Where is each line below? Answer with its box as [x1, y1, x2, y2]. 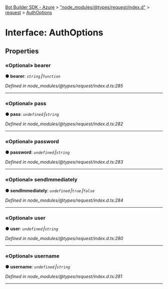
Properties [5, 47, 39, 55]
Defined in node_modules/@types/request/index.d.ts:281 [5, 274, 122, 280]
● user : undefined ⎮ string [5, 226, 58, 232]
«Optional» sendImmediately [5, 176, 77, 183]
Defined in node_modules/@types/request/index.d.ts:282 [5, 121, 123, 127]
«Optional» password [5, 138, 59, 145]
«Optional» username [5, 252, 60, 259]
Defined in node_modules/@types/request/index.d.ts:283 [5, 159, 123, 165]
